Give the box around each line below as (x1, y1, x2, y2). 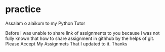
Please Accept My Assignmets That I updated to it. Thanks (5, 40, 128, 46)
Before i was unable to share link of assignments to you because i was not (5, 30, 160, 36)
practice (5, 4, 42, 15)
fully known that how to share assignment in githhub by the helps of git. (5, 35, 154, 41)
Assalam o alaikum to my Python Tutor (5, 20, 86, 26)
